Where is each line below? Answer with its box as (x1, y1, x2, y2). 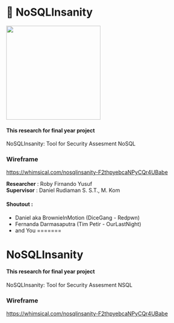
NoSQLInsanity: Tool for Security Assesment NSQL (6, 281, 132, 289)
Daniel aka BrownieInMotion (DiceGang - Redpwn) (14, 214, 140, 221)
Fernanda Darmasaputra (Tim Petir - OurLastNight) (14, 220, 141, 227)
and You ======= (14, 227, 62, 234)
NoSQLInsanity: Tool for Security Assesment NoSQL (6, 140, 136, 147)
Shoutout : (6, 201, 33, 208)
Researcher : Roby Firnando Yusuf (6, 180, 92, 188)
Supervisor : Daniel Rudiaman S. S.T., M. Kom (6, 186, 120, 194)
